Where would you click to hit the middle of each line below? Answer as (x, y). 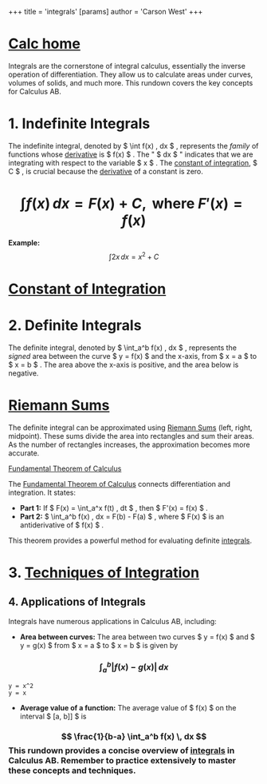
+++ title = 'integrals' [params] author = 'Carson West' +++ (106, 12)
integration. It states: (42, 492)
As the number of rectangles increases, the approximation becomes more (129, 444)
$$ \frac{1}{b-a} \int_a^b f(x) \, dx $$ (134, 737)
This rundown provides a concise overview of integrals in (122, 750)
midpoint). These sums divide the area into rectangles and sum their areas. (132, 436)
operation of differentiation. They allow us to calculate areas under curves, (131, 74)
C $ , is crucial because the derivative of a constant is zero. (106, 171)
